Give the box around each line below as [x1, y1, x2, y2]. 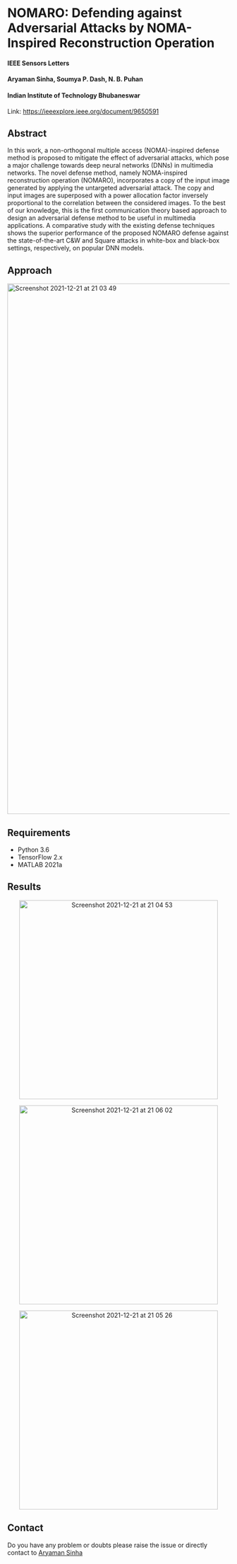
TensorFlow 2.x [17, 853, 63, 862]
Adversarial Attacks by [7, 20, 145, 36]
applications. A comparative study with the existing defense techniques [7, 221, 215, 230]
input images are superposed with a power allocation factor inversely [7, 191, 209, 199]
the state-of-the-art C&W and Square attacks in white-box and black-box [7, 236, 220, 245]
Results [7, 881, 42, 893]
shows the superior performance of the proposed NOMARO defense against [7, 228, 229, 238]
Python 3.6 [17, 845, 49, 854]
